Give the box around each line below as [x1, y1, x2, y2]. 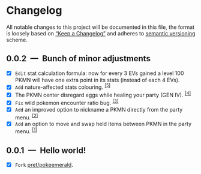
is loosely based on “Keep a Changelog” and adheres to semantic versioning [6, 29, 196, 37]
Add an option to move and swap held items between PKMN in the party [14, 120, 192, 127]
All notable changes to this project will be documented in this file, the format [6, 23, 195, 31]
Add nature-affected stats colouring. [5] [14, 82, 111, 91]
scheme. [6, 36, 28, 43]
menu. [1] [14, 127, 37, 135]
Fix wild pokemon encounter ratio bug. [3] [14, 98, 119, 106]
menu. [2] [14, 113, 38, 121]
